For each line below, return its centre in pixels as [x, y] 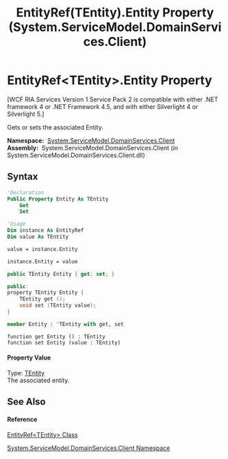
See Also [26, 402]
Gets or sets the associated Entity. [55, 127]
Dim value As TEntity [38, 237]
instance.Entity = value [42, 261]
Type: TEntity [26, 373]
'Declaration [26, 192]
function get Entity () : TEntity [56, 337]
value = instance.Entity [42, 249]
